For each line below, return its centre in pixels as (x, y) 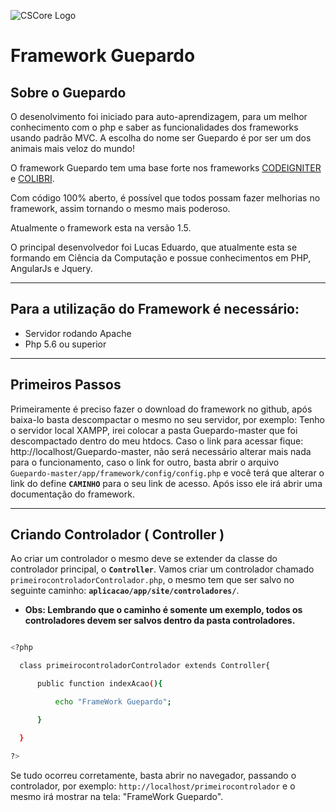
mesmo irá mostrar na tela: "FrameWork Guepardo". (117, 796)
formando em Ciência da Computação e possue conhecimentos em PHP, (161, 258)
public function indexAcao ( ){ (99, 684)
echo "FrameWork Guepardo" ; (113, 702)
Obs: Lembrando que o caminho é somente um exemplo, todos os (163, 610)
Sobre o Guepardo (68, 92)
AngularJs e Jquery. (51, 268)
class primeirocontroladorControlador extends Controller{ (145, 666)
